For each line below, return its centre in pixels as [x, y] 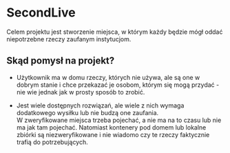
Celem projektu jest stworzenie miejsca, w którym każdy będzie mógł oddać [115, 32]
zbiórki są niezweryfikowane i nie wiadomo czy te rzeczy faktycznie [113, 134]
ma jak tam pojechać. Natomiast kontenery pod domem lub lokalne [111, 127]
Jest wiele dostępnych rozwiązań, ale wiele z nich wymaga [100, 105]
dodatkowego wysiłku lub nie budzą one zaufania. [87, 112]
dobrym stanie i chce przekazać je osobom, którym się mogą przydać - [118, 85]
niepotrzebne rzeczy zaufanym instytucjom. [69, 39]
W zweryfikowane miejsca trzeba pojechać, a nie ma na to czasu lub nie [119, 120]
